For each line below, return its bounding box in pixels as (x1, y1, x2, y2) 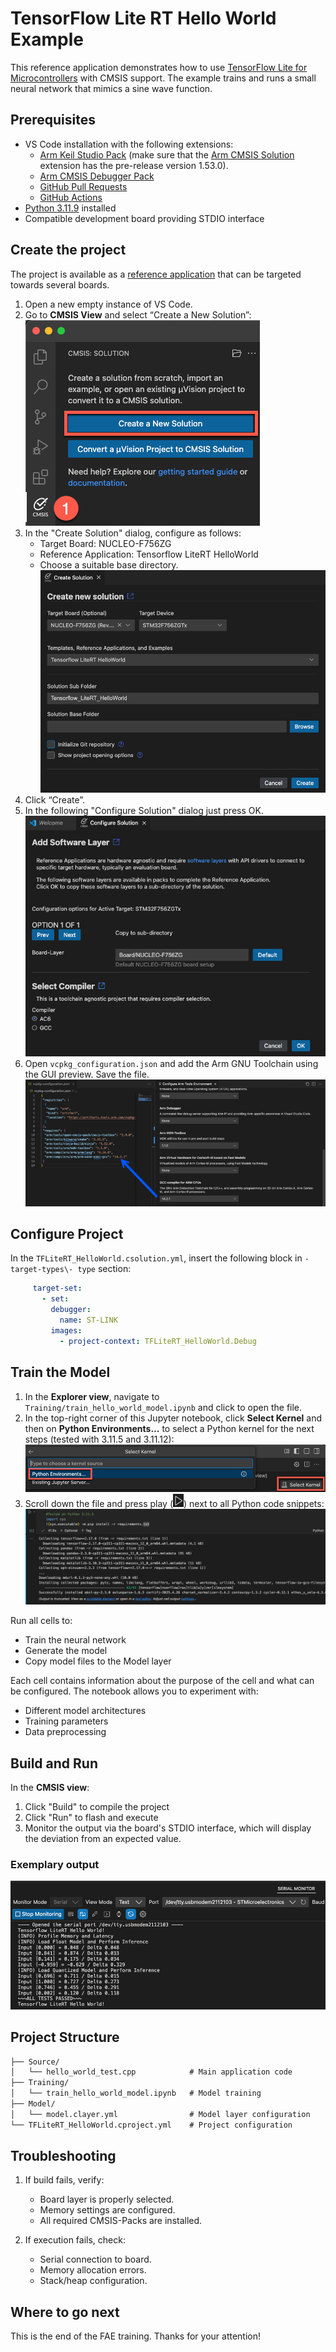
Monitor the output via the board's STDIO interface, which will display (24, 1822, 312, 1834)
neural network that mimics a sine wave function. (10, 82, 213, 94)
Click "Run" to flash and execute (24, 1812, 159, 1824)
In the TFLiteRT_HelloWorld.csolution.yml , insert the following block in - (10, 1252, 310, 1264)
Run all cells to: (10, 1615, 73, 1627)
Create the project (10, 242, 127, 259)
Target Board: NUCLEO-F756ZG (39, 537, 172, 549)
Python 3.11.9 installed (24, 202, 117, 214)
